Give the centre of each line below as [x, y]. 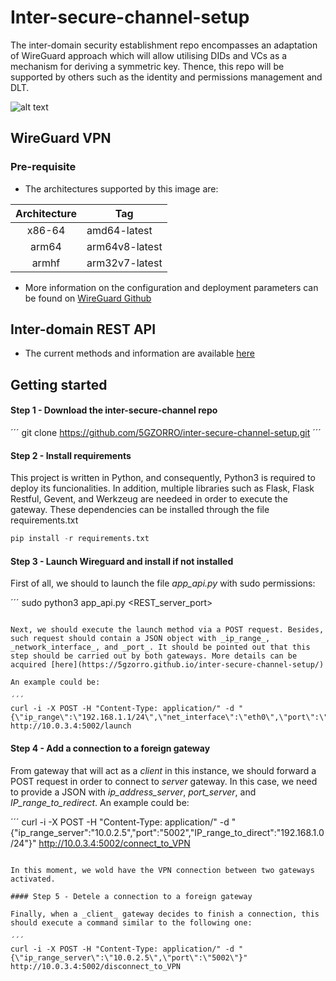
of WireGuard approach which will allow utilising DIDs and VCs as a [149, 55]
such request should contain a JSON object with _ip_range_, [140, 639]
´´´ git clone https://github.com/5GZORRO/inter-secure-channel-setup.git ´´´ [166, 433]
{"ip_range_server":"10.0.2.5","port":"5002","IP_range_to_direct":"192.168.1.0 [167, 832]
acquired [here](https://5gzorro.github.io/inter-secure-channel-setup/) [167, 665]
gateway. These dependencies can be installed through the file [140, 510]
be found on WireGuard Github [88, 298]
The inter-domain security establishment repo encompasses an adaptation [164, 45]
